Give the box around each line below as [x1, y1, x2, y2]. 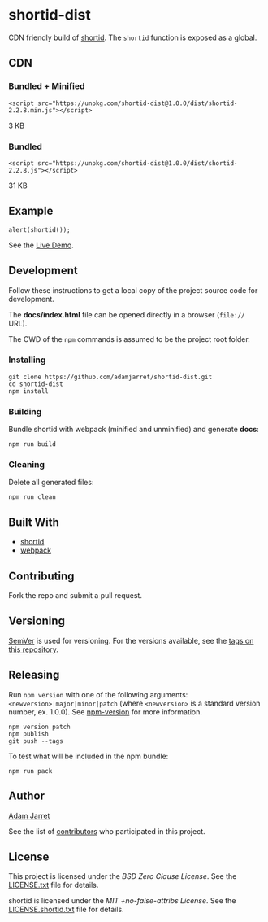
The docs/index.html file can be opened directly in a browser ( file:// [8, 309, 245, 319]
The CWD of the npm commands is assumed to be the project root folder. [8, 334, 250, 343]
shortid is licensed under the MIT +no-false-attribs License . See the [8, 896, 236, 906]
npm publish [8, 730, 49, 738]
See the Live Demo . [8, 240, 75, 250]
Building [8, 405, 42, 417]
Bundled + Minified [8, 81, 85, 92]
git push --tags [8, 736, 63, 745]
